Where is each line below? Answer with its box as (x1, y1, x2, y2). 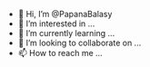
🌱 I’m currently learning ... (17, 28, 115, 38)
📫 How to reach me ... (17, 48, 103, 58)
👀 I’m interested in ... (17, 18, 95, 29)
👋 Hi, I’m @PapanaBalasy (17, 9, 113, 19)
